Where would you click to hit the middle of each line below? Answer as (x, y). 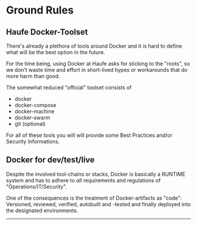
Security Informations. (33, 141)
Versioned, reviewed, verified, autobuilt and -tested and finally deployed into (98, 204)
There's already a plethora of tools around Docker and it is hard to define (94, 46)
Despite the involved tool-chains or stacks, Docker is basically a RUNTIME (96, 174)
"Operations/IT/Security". (37, 186)
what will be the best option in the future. (56, 52)
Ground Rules (40, 10)
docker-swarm (32, 117)
